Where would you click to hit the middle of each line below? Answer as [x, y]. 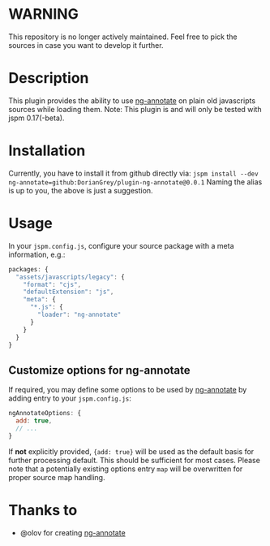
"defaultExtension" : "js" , [69, 292]
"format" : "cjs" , [52, 284]
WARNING [43, 14]
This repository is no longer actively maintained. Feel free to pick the [123, 37]
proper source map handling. [57, 477]
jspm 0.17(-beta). [36, 118]
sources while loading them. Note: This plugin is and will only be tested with [135, 109]
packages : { [28, 269]
